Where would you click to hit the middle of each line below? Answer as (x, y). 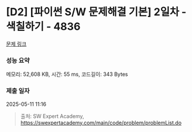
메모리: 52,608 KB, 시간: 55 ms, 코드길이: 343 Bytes (67, 74)
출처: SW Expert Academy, (52, 116)
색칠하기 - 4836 (43, 27)
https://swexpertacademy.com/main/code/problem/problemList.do (101, 123)
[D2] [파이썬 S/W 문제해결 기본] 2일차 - (96, 12)
